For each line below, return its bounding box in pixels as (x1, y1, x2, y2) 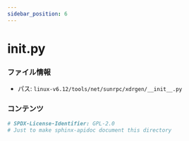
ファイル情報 (7, 67, 51, 77)
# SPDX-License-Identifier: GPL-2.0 (7, 121, 115, 128)
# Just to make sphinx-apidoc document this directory (7, 127, 172, 134)
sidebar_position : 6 (7, 10, 68, 18)
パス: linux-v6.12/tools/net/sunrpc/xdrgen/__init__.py (17, 85, 183, 93)
